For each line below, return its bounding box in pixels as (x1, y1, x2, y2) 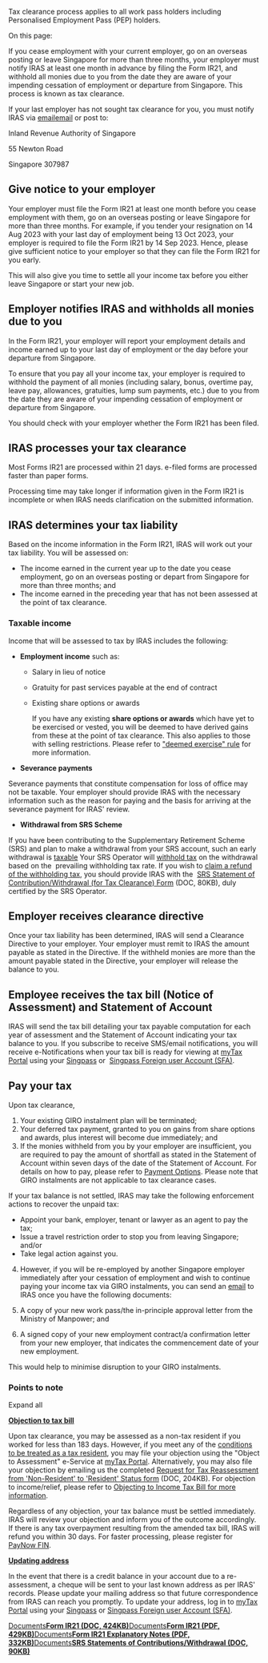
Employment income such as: (19, 651, 120, 661)
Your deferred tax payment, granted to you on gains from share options (19, 1124, 256, 1133)
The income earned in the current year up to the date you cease (19, 564, 231, 574)
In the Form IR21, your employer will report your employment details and (8, 336, 246, 345)
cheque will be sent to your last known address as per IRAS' (57, 1580, 256, 1589)
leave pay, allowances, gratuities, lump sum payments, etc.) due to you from (8, 385, 260, 395)
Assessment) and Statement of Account (8, 1001, 213, 1014)
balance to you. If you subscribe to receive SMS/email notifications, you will (8, 1039, 258, 1049)
